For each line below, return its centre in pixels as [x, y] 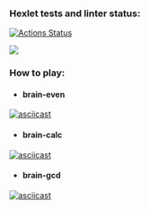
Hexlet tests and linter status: [75, 13]
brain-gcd [41, 175]
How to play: [37, 73]
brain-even [44, 94]
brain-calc [42, 135]
